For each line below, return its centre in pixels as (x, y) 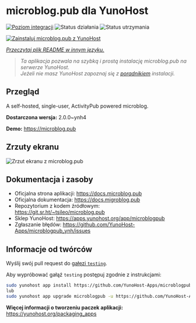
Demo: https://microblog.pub (41, 128)
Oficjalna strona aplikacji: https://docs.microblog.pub (78, 194)
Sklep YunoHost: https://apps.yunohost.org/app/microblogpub (90, 218)
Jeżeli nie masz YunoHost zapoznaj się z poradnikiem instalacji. (97, 73)
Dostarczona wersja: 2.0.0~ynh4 (46, 117)
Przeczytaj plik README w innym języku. (55, 49)
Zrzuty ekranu (33, 147)
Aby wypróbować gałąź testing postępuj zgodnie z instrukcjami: (84, 275)
